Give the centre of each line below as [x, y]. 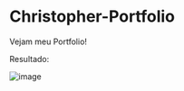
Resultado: [29, 59]
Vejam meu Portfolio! [48, 41]
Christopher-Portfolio [92, 17]
